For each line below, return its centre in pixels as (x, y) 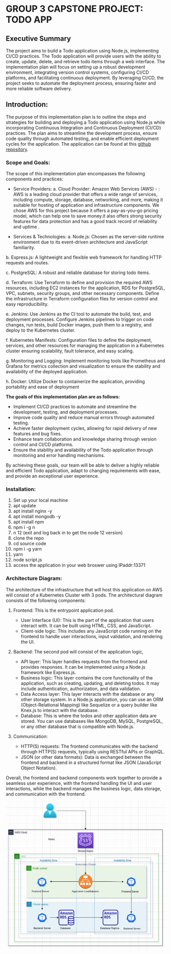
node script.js (27, 560)
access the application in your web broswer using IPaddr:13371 (79, 565)
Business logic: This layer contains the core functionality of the (87, 677)
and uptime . (26, 227)
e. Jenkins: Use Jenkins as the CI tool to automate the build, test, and (78, 314)
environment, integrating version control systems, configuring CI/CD (77, 72)
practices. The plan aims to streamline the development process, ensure (81, 133)
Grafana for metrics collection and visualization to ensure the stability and (83, 366)
